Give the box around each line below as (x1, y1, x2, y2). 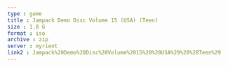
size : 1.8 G (7, 23, 46, 30)
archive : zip (7, 36, 49, 43)
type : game (7, 10, 42, 17)
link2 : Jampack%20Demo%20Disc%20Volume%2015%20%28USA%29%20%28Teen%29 (7, 50, 221, 57)
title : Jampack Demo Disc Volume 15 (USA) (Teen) (7, 17, 159, 24)
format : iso (7, 29, 46, 37)
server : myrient (7, 43, 58, 50)
